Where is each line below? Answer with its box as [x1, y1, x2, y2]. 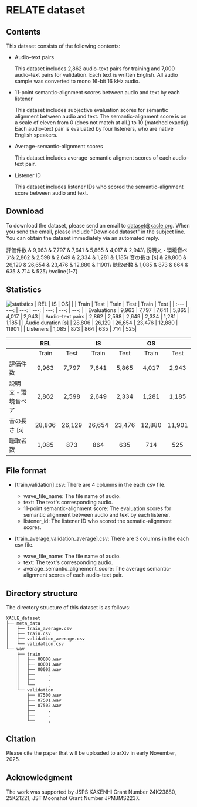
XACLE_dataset [6, 615, 41, 622]
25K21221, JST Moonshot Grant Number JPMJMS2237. [6, 794, 140, 801]
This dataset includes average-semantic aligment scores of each [14, 154, 172, 161]
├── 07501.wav [27, 697, 62, 704]
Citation [6, 734, 36, 744]
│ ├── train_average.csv [6, 626, 72, 632]
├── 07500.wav [27, 693, 62, 699]
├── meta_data [6, 620, 41, 626]
